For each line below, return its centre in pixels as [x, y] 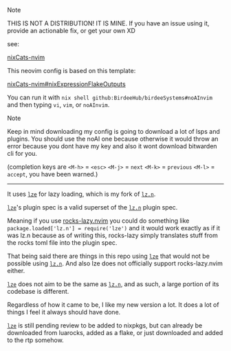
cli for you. [22, 153]
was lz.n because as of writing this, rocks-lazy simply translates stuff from [112, 235]
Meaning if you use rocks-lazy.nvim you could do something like [98, 221]
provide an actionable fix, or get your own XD [71, 31]
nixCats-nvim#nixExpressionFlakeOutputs [66, 84]
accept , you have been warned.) [53, 174]
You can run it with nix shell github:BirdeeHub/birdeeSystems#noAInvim [110, 97]
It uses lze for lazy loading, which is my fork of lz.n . [81, 194]
